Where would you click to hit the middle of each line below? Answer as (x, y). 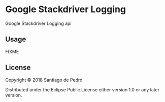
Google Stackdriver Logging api (38, 23)
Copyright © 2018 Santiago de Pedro (44, 80)
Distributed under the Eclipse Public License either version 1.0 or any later (82, 89)
